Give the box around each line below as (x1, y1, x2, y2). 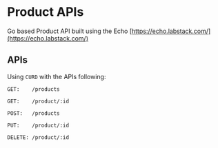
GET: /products (7, 85, 60, 93)
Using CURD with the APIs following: (7, 72, 106, 81)
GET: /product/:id (7, 98, 70, 105)
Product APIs (7, 4, 84, 20)
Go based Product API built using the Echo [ (7, 27, 132, 35)
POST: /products (7, 109, 60, 117)
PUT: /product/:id (7, 122, 70, 129)
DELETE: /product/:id (7, 134, 70, 141)
